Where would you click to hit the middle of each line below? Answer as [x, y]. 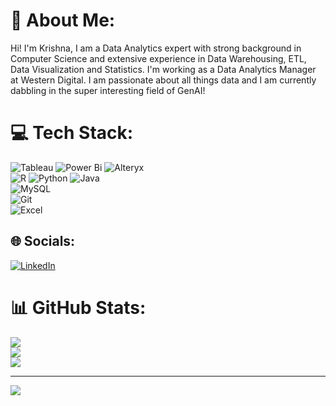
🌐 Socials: [43, 241]
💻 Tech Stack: [72, 133]
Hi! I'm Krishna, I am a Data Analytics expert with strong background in [156, 48]
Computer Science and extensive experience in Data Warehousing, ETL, [158, 58]
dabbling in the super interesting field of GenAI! [108, 90]
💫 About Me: [63, 20]
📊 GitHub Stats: [78, 307]
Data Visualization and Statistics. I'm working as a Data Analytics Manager [163, 69]
